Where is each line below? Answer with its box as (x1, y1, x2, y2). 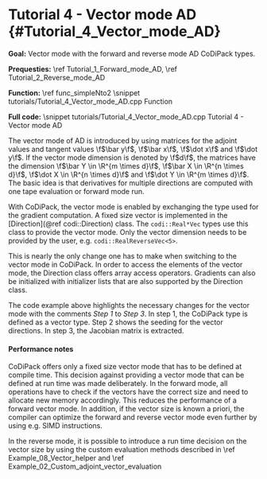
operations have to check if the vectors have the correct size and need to (8, 387, 249, 397)
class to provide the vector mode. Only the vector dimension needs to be (8, 227, 247, 236)
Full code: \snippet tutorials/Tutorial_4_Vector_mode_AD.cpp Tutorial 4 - (8, 111, 244, 121)
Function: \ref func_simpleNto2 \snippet (8, 88, 141, 97)
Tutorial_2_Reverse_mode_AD (8, 72, 106, 82)
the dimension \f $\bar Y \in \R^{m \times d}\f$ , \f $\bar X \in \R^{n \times (8, 161, 244, 170)
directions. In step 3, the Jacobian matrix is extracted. (8, 325, 184, 335)
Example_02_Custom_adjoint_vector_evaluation (8, 461, 162, 471)
